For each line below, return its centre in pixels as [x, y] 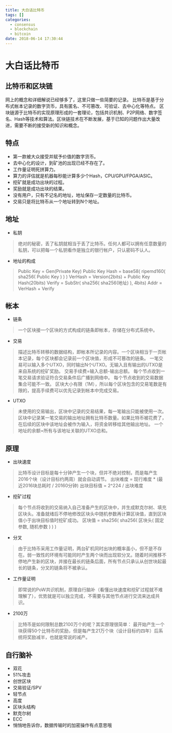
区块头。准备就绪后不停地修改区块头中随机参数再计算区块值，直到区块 [92, 514]
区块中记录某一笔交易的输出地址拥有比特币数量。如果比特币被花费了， [92, 418]
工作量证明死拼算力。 [35, 169]
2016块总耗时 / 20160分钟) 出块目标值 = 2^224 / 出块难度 [83, 486]
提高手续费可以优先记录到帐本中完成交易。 [77, 391]
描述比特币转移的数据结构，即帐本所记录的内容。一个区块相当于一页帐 [92, 352]
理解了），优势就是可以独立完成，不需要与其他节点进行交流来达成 [87, 596]
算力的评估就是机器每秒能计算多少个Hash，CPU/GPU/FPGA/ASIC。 [84, 176]
